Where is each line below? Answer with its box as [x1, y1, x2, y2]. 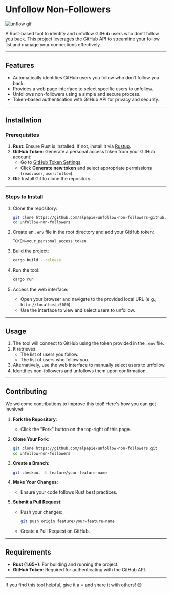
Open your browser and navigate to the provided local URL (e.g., [20, 296, 157, 302]
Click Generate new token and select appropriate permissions [20, 165, 152, 171]
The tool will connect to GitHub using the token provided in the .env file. [12, 340, 165, 346]
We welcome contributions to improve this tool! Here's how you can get [5, 401, 156, 407]
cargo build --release [12, 258, 61, 263]
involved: [5, 406, 25, 412]
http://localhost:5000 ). [20, 301, 72, 308]
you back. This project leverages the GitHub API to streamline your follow [5, 36, 160, 42]
